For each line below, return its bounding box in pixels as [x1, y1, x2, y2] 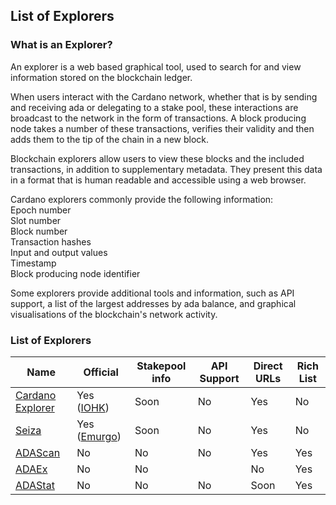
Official [83, 365, 119, 379]
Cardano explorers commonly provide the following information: [10, 193, 274, 205]
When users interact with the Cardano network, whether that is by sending [10, 90, 318, 103]
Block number [10, 225, 68, 237]
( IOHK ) [76, 400, 110, 414]
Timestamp [10, 257, 57, 269]
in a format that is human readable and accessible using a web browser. [10, 174, 307, 186]
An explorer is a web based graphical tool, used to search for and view [10, 60, 302, 73]
